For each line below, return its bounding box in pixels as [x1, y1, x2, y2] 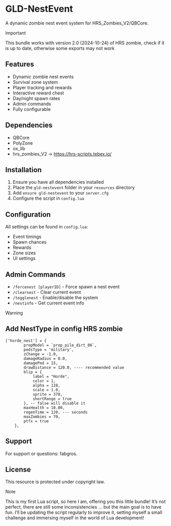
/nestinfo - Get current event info [12, 300, 84, 306]
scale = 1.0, [32, 387, 60, 392]
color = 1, [32, 378, 56, 384]
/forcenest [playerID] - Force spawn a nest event [12, 284, 120, 290]
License [5, 465, 31, 474]
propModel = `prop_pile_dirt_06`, [23, 343, 97, 348]
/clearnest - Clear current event [12, 289, 81, 295]
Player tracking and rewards [12, 84, 72, 90]
